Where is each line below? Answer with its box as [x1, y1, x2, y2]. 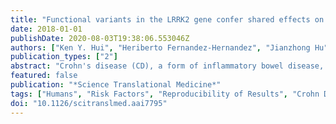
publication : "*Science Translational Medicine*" [10, 80, 222, 90]
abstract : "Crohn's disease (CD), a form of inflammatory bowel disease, [10, 61, 325, 71]
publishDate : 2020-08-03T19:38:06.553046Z [10, 33, 190, 43]
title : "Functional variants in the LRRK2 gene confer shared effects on [10, 14, 325, 25]
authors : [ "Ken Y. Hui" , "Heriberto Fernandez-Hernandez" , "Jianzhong [10, 42, 311, 53]
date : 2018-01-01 [10, 24, 83, 34]
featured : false [10, 71, 78, 81]
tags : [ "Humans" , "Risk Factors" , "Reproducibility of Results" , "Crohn [10, 89, 320, 99]
